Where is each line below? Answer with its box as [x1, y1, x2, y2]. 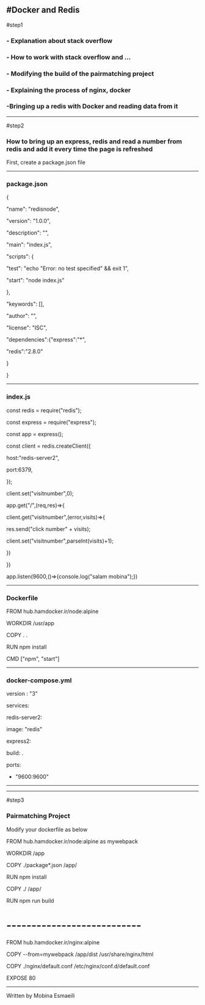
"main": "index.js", [6, 241, 52, 249]
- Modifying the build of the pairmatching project [6, 69, 154, 78]
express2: [6, 737, 32, 745]
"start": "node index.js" [6, 277, 65, 284]
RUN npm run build [6, 897, 54, 904]
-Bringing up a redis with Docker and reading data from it [6, 102, 178, 111]
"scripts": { [6, 253, 34, 260]
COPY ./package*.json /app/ [6, 861, 77, 868]
